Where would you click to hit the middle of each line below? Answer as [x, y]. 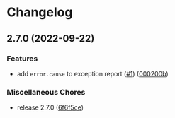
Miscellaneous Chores [46, 92]
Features [22, 59]
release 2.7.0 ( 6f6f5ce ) [50, 107]
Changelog [40, 12]
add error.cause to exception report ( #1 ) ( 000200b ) [92, 73]
